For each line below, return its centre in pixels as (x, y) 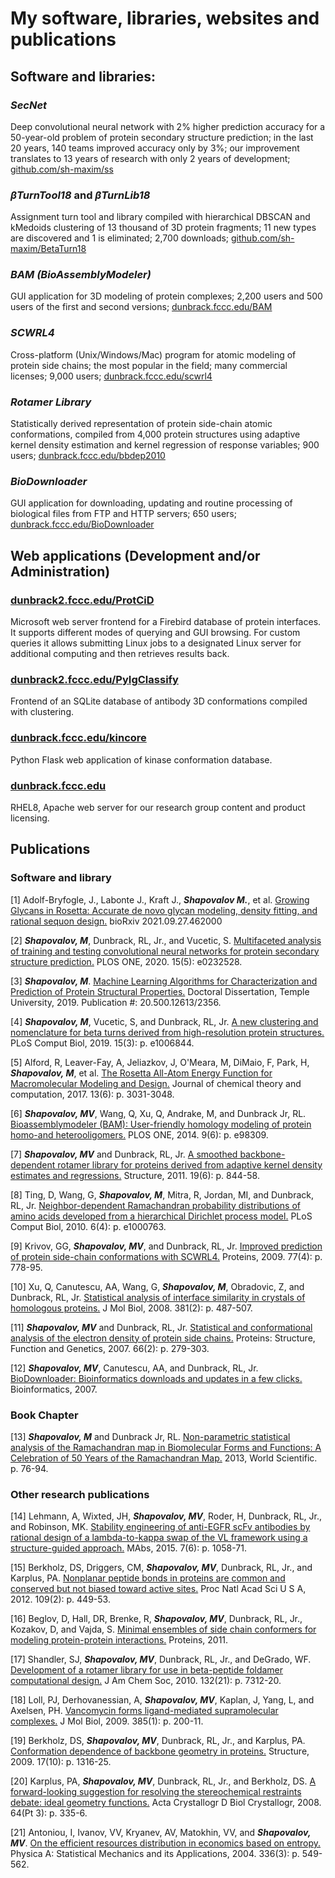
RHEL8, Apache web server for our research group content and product (158, 807)
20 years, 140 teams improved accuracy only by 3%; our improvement (155, 148)
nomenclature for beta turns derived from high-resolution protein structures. (167, 1032)
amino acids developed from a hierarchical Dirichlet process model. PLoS (161, 1216)
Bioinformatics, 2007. (54, 1389)
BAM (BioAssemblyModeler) (81, 275)
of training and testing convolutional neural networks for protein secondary (165, 951)
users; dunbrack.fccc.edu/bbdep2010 (88, 456)
